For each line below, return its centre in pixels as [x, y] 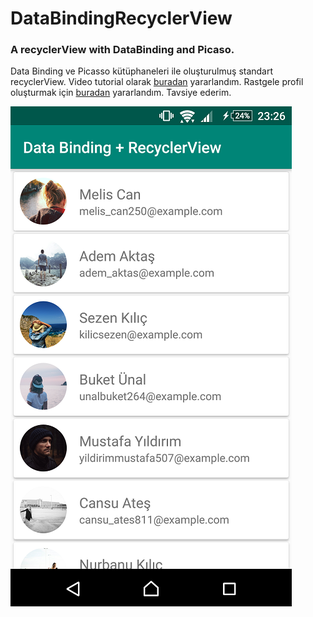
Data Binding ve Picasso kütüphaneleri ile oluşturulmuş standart [142, 71]
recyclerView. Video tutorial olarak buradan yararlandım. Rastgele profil [157, 82]
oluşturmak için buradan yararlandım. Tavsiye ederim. [121, 93]
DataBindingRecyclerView [121, 18]
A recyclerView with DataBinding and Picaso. [122, 50]
